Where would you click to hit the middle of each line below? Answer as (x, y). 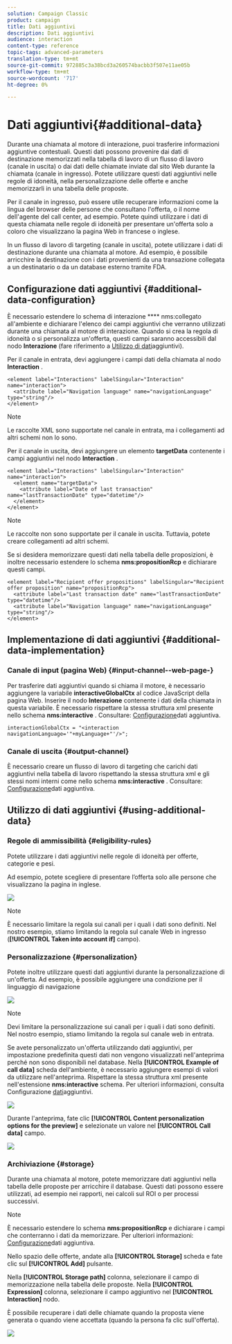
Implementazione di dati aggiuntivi (84, 640)
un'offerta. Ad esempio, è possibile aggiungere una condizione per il (105, 979)
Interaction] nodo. (34, 1300)
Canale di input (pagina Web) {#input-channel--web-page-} (110, 671)
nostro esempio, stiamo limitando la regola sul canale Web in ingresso (107, 932)
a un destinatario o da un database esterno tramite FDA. (87, 267)
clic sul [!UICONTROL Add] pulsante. (60, 1263)
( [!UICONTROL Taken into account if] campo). (74, 939)
